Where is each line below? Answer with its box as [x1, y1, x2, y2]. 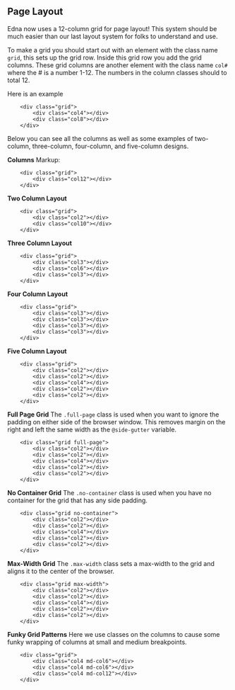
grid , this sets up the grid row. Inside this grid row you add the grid [7, 53, 203, 62]
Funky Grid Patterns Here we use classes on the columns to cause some [7, 630, 220, 638]
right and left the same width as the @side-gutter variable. [7, 425, 177, 434]
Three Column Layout [7, 239, 73, 247]
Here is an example [7, 89, 64, 98]
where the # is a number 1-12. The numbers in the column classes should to [7, 68, 227, 77]
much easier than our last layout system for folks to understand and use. [7, 32, 218, 40]
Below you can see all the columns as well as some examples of [7, 134, 194, 142]
